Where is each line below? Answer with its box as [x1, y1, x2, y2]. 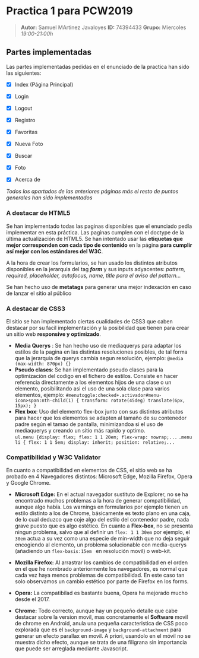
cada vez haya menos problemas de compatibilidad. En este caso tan [14, 571, 185, 579]
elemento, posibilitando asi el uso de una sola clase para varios [14, 384, 170, 392]
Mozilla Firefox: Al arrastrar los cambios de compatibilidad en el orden [14, 559, 188, 566]
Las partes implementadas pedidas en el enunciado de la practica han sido [6, 63, 189, 70]
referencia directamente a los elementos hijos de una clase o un [14, 379, 172, 386]
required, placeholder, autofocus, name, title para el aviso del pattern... [6, 272, 181, 279]
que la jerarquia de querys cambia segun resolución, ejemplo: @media [14, 354, 184, 361]
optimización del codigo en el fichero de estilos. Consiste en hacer [14, 372, 178, 379]
